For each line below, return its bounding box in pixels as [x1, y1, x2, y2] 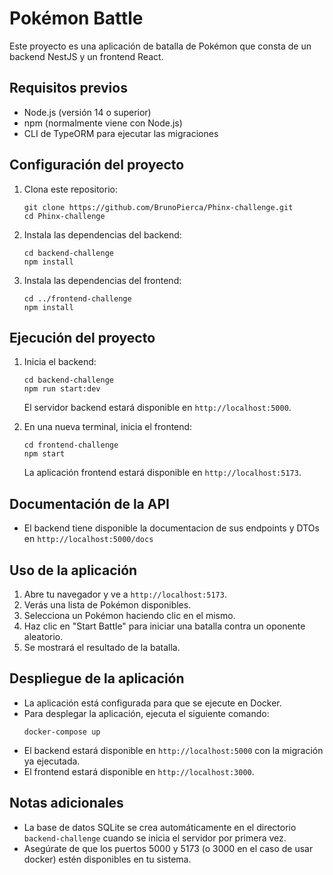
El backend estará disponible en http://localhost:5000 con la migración [23, 744, 324, 756]
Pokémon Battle [9, 7, 144, 30]
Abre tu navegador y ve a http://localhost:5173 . [23, 588, 227, 600]
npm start [23, 449, 66, 459]
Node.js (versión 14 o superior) [23, 106, 152, 118]
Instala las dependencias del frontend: [23, 274, 182, 286]
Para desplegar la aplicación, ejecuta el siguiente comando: [23, 707, 270, 719]
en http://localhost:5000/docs [23, 533, 154, 545]
